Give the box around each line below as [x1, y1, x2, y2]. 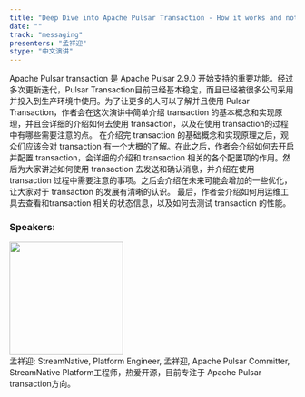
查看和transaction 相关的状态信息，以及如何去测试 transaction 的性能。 [25, 198, 291, 208]
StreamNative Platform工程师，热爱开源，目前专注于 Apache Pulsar [9, 367, 262, 378]
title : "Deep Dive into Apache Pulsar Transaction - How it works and [9, 13, 282, 23]
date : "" [9, 22, 43, 31]
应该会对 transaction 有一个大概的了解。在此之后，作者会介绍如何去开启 [25, 141, 295, 152]
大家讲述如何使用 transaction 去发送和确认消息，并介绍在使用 [25, 164, 255, 175]
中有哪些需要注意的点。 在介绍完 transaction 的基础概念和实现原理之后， [9, 130, 281, 140]
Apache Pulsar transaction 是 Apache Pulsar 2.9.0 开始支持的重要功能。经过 [9, 73, 294, 84]
